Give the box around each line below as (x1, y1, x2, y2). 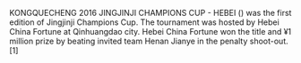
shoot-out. (249, 35, 288, 46)
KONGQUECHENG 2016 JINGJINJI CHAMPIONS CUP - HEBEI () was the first (9, 8, 292, 18)
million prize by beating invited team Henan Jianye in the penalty (9, 35, 248, 46)
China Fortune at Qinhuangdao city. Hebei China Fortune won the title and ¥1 (9, 27, 292, 36)
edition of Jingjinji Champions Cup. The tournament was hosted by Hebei (9, 17, 279, 28)
